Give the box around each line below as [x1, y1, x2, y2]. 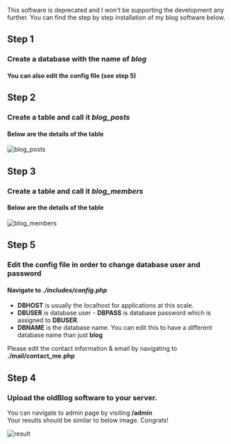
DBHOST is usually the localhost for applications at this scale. [17, 301, 194, 310]
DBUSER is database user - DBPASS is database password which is [17, 309, 212, 317]
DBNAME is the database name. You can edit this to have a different [17, 324, 213, 332]
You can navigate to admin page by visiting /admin [7, 409, 153, 417]
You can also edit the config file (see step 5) [7, 71, 137, 79]
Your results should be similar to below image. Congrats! [7, 416, 169, 425]
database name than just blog [17, 331, 103, 340]
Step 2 [7, 92, 36, 104]
